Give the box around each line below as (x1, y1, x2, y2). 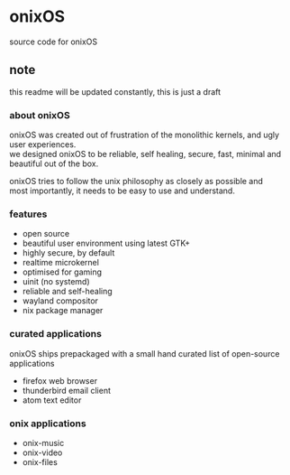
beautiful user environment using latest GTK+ (22, 237, 191, 249)
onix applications (9, 417, 87, 430)
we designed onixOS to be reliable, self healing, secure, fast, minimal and (9, 149, 282, 160)
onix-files (22, 456, 59, 467)
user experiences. (9, 139, 77, 150)
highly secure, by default (22, 247, 115, 258)
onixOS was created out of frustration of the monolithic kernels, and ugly (9, 129, 280, 141)
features (9, 208, 48, 220)
